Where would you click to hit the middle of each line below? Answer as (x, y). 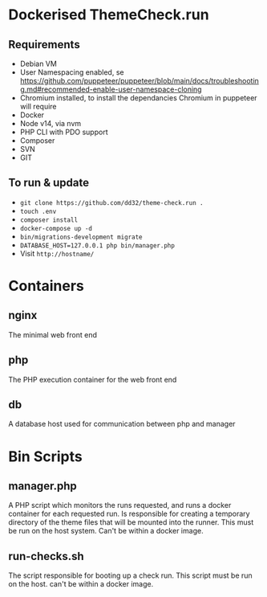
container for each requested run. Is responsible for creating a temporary (129, 514)
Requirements (44, 45)
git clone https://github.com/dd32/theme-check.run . (111, 202)
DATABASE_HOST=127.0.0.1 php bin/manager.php (97, 245)
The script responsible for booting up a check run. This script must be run (130, 575)
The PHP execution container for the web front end (93, 379)
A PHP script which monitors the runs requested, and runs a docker (120, 505)
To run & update (49, 183)
